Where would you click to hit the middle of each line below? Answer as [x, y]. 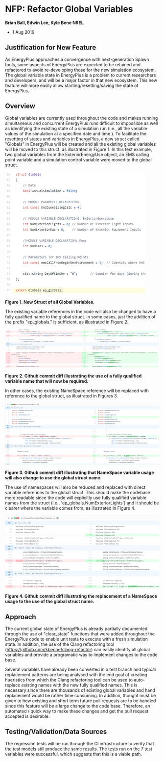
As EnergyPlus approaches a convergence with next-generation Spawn [77, 59]
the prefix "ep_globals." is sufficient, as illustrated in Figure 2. [67, 322]
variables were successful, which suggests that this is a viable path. [74, 754]
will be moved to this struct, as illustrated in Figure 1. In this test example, [79, 149]
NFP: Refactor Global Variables [69, 9]
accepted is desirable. [27, 716]
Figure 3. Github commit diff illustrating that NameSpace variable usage [80, 473]
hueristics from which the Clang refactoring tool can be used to [69, 680]
